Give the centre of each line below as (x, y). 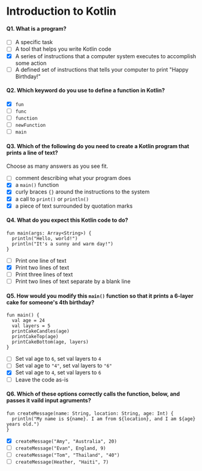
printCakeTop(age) (36, 337)
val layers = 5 (31, 326)
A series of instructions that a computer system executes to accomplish (106, 56)
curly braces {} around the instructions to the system (82, 192)
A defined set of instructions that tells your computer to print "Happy (102, 69)
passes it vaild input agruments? (49, 401)
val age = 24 (28, 321)
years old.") (23, 424)
